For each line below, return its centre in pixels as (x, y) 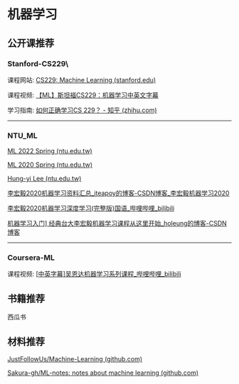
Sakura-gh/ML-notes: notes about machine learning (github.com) (103, 373)
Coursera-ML (31, 258)
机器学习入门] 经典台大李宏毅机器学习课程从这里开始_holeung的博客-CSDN (117, 224)
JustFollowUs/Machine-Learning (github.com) (75, 359)
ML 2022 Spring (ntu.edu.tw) (50, 151)
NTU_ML (22, 136)
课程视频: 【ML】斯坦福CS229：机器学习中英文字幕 (83, 95)
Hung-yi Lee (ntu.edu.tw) (44, 179)
